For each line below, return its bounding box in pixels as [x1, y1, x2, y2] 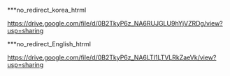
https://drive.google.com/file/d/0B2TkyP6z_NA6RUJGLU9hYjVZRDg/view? [7, 19, 224, 27]
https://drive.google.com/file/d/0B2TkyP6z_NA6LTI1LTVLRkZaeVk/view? [7, 53, 217, 61]
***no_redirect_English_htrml [7, 40, 91, 48]
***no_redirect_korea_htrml [7, 6, 87, 14]
